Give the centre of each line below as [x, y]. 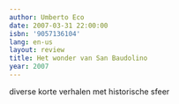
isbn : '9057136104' [45, 33]
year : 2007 [29, 67]
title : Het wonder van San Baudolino [78, 58]
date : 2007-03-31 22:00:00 [59, 26]
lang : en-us [31, 42]
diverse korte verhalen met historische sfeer [89, 91]
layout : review [37, 50]
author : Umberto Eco [47, 17]
